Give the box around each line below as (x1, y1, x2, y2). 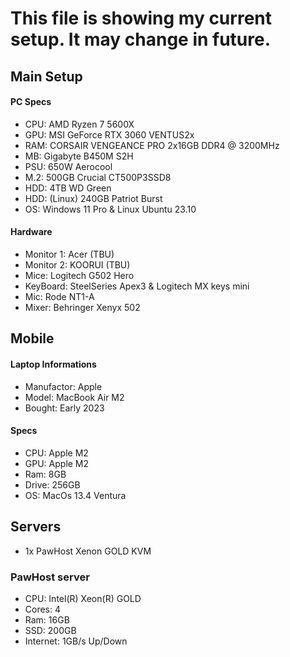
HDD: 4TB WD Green (24, 182, 112, 194)
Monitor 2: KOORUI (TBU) (24, 258, 131, 271)
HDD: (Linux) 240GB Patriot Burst (24, 192, 163, 204)
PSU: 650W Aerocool (24, 160, 113, 172)
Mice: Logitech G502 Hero (24, 269, 135, 281)
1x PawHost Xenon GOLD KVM (24, 545, 152, 557)
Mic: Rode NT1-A (24, 290, 95, 302)
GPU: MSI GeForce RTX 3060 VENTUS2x (24, 128, 195, 141)
